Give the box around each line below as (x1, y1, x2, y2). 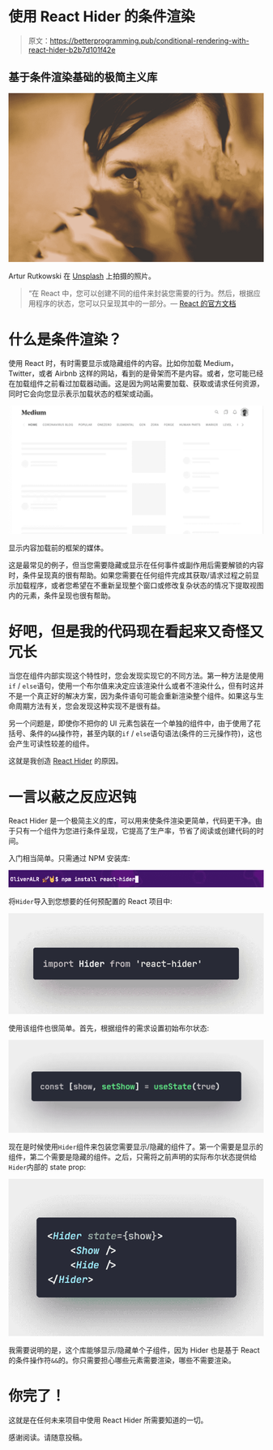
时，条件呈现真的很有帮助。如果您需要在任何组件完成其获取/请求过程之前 (8, 570, 253, 580)
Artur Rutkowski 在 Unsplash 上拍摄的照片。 (8, 271, 156, 281)
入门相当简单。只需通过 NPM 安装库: (8, 854, 131, 863)
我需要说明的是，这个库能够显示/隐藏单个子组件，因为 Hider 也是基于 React (8, 1345, 261, 1355)
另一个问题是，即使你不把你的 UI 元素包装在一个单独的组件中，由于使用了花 (8, 719, 262, 729)
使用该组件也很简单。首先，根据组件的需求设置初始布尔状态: (8, 1023, 210, 1033)
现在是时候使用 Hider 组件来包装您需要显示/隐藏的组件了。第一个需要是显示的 (8, 1142, 263, 1152)
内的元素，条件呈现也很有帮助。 (8, 591, 115, 600)
